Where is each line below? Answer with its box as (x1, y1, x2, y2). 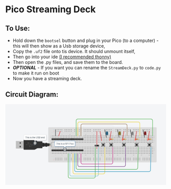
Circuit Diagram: (5, 90, 59, 99)
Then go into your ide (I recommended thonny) (12, 54, 111, 60)
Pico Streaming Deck (5, 4, 96, 15)
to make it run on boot (12, 70, 60, 76)
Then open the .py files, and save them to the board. (12, 59, 124, 65)
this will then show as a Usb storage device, (12, 43, 106, 49)
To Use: (5, 24, 30, 33)
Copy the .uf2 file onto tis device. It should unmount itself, (12, 49, 135, 54)
